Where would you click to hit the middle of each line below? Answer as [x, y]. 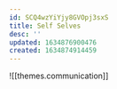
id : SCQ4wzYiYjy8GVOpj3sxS [59, 17]
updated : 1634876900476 [53, 42]
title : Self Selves [45, 26]
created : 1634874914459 [53, 51]
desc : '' [25, 34]
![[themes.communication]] [59, 76]
